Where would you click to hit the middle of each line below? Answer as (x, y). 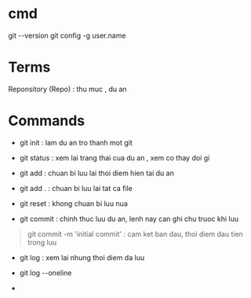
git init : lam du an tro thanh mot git (76, 142)
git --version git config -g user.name (67, 35)
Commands (47, 121)
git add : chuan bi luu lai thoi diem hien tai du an (96, 173)
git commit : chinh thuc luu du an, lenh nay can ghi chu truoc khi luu (129, 219)
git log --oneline (45, 273)
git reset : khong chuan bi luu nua (73, 203)
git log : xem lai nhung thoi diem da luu (82, 257)
